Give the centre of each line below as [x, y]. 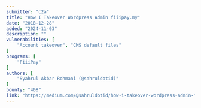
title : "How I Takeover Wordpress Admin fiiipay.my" [73, 17]
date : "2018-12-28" [31, 23]
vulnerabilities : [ [31, 40]
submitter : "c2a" [28, 12]
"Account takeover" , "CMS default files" [69, 46]
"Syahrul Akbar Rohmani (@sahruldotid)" [68, 79]
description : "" [26, 34]
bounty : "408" [24, 90]
